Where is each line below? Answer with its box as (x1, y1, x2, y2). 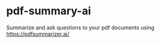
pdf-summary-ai (6, 4, 91, 18)
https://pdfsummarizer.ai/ (6, 30, 69, 37)
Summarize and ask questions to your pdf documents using (6, 24, 155, 31)
